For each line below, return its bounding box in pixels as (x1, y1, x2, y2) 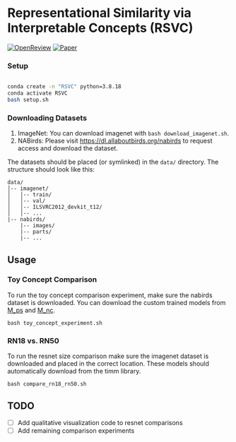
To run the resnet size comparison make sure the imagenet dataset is (7, 352, 209, 361)
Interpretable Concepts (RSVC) (7, 20, 194, 36)
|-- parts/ (20, 228, 52, 236)
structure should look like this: (7, 165, 95, 174)
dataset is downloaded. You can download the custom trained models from (7, 298, 226, 306)
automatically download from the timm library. (7, 367, 141, 376)
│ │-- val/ (7, 198, 46, 205)
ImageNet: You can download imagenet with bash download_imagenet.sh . (17, 129, 230, 138)
